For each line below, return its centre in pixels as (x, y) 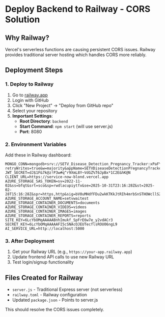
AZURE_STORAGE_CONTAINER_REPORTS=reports (48, 216)
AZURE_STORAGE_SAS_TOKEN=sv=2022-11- (44, 181)
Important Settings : (32, 116)
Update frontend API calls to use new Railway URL (63, 257)
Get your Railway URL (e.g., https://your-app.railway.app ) (72, 252)
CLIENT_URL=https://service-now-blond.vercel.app (57, 177)
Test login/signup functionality (43, 262)
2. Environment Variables (36, 144)
